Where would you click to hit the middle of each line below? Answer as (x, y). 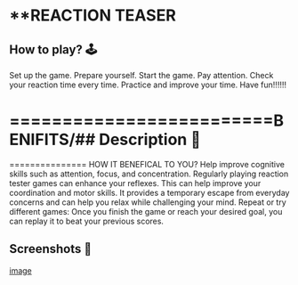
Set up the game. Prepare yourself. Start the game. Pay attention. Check (141, 75)
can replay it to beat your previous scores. (87, 221)
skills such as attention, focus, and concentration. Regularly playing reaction (149, 174)
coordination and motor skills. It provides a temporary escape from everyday (149, 192)
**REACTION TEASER (93, 16)
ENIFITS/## (52, 140)
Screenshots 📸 (51, 249)
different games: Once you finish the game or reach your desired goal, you (146, 211)
